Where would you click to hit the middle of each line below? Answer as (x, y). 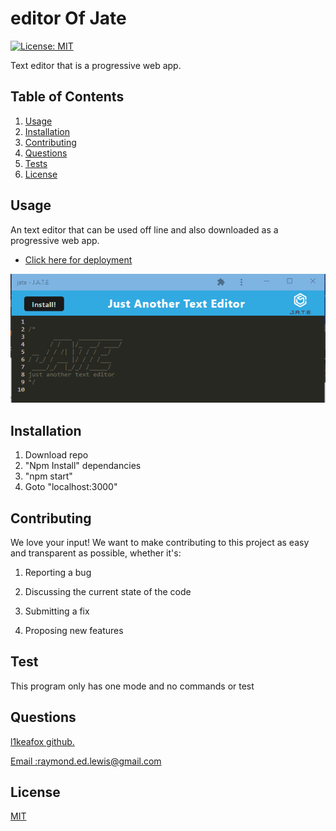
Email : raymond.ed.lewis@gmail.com (86, 761)
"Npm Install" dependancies (83, 466)
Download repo (56, 455)
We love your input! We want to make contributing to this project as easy (160, 542)
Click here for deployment (78, 259)
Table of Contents (67, 97)
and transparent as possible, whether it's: (96, 553)
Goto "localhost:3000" (71, 487)
